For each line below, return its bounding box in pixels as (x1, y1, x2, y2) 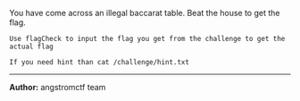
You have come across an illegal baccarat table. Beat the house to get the (9, 8, 280, 18)
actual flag (9, 42, 54, 51)
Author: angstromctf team (9, 82, 106, 92)
